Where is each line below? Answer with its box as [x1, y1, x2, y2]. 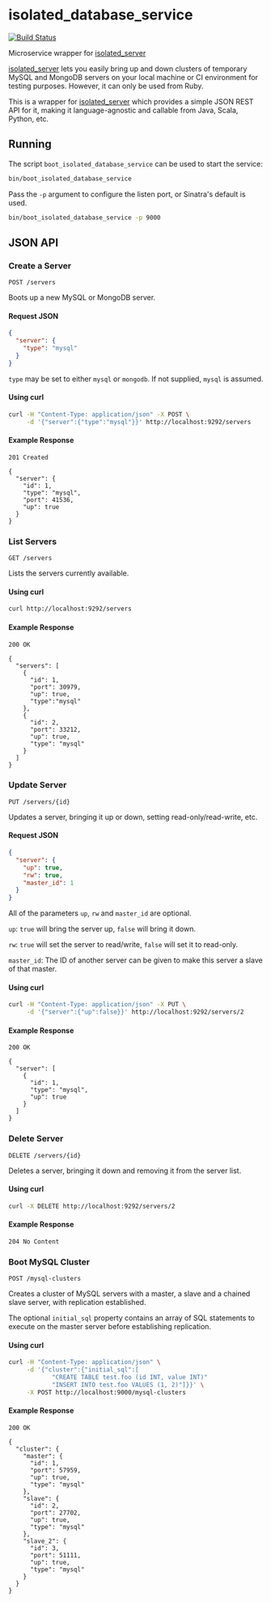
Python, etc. [8, 113, 49, 123]
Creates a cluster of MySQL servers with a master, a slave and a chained [8, 1289, 251, 1298]
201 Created [8, 453, 49, 461]
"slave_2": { [23, 1536, 67, 1545]
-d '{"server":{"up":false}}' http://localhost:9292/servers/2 [26, 1008, 244, 1017]
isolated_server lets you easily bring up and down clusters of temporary [8, 63, 248, 74]
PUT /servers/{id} [8, 797, 70, 806]
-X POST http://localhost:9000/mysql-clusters [26, 1388, 186, 1396]
